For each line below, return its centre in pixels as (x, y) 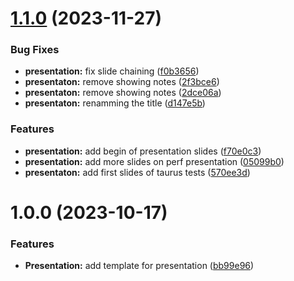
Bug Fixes (35, 50)
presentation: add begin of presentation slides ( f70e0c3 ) (143, 151)
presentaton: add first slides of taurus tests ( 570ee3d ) (137, 172)
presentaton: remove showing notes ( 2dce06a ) (123, 93)
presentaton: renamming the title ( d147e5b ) (115, 103)
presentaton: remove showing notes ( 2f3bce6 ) (122, 82)
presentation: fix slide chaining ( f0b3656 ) (112, 71)
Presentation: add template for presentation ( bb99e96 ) (139, 266)
